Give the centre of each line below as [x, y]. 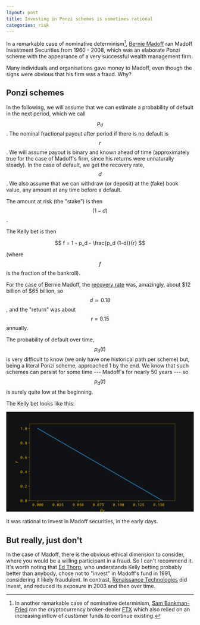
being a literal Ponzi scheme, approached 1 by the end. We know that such [98, 366]
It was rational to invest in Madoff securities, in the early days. [82, 522]
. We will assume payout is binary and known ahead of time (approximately [98, 152]
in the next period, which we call [46, 114]
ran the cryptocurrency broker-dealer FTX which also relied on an [110, 610]
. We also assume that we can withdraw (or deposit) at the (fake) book [92, 183]
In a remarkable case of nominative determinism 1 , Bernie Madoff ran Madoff [99, 43]
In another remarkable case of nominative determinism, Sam [89, 603]
